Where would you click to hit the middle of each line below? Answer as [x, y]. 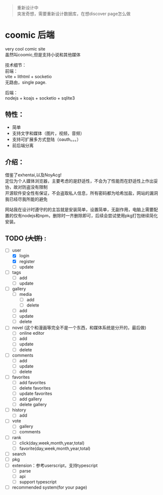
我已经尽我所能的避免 [26, 199]
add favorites [33, 382]
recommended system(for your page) [49, 487]
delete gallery [33, 405]
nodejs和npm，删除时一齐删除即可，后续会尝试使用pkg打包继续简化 [90, 215]
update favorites [36, 393]
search [19, 454]
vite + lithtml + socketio [28, 76]
